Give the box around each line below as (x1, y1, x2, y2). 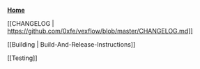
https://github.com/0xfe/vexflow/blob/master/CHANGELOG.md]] (7, 27, 193, 35)
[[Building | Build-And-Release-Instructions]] (7, 40, 136, 48)
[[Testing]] (7, 54, 38, 62)
